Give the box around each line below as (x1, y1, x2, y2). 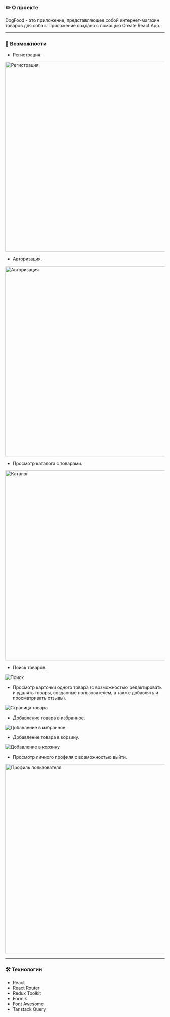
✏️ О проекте (5, 4, 39, 11)
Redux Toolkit (12, 990, 41, 996)
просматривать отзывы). (12, 695, 67, 701)
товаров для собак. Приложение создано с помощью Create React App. (5, 23, 161, 29)
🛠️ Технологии (5, 966, 42, 973)
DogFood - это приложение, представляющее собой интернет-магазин (5, 17, 159, 23)
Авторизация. (12, 256, 42, 262)
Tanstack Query (12, 1006, 46, 1012)
